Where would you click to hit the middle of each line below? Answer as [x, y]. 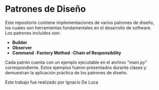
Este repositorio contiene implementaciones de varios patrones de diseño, [80, 22]
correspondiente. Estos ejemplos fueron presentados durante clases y [76, 67]
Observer [22, 47]
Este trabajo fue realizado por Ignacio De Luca [52, 82]
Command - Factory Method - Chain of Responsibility [67, 53]
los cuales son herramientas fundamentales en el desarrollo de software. [78, 27]
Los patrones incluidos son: [33, 33]
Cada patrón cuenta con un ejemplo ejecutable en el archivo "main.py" [76, 62]
